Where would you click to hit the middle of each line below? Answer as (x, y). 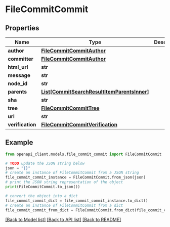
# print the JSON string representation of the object (64, 182)
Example (19, 143)
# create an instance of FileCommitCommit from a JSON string (72, 173)
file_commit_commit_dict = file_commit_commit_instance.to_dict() (77, 201)
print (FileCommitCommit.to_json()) (43, 187)
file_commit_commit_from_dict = (39, 210)
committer (21, 59)
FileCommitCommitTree (70, 108)
